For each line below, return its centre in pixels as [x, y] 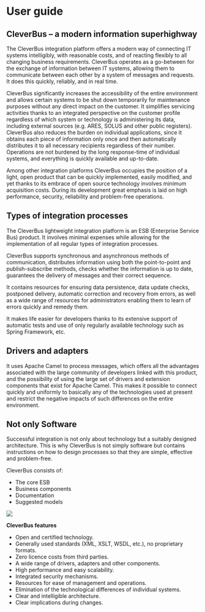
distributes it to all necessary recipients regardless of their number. [91, 145]
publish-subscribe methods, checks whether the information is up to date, [100, 269]
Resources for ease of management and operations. [81, 583]
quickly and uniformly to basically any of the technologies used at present [99, 392]
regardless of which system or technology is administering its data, [91, 119]
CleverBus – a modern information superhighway [102, 34]
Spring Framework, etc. [36, 331]
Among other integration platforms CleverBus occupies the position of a [97, 171]
